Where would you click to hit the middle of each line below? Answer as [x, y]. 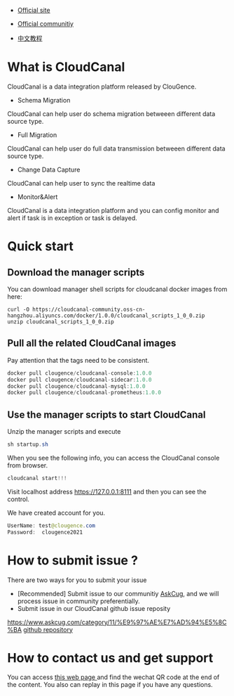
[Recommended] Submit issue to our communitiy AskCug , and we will [118, 593]
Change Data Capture [49, 169]
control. [19, 499]
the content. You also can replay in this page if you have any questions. [110, 685]
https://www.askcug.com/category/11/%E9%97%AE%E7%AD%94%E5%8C [117, 622]
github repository [48, 629]
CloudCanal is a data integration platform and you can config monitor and [113, 210]
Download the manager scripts [76, 272]
